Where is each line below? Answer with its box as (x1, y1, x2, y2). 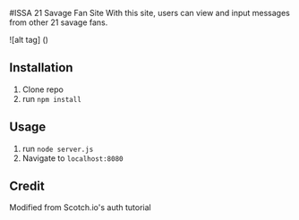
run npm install (21, 93, 82, 104)
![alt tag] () (9, 35, 49, 45)
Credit (9, 179, 45, 194)
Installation (9, 60, 73, 75)
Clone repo (21, 84, 64, 95)
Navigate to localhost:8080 (21, 152, 124, 164)
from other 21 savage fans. (9, 17, 108, 28)
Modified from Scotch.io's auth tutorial (9, 202, 151, 213)
